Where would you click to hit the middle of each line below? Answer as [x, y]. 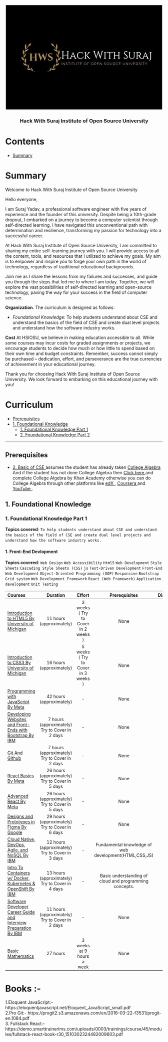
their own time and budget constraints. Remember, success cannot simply [82, 354]
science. [14, 297]
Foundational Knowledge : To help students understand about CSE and [85, 317]
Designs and [20, 816]
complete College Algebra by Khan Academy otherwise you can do [81, 478]
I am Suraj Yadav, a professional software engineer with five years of [76, 209]
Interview [17, 923]
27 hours [56, 953]
